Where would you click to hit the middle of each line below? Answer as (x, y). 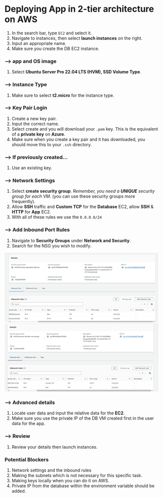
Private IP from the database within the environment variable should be (83, 486)
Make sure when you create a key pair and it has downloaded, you (78, 139)
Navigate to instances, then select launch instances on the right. (77, 38)
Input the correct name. (35, 124)
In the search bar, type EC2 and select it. (52, 33)
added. (19, 491)
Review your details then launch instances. (55, 447)
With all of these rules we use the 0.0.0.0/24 (57, 217)
